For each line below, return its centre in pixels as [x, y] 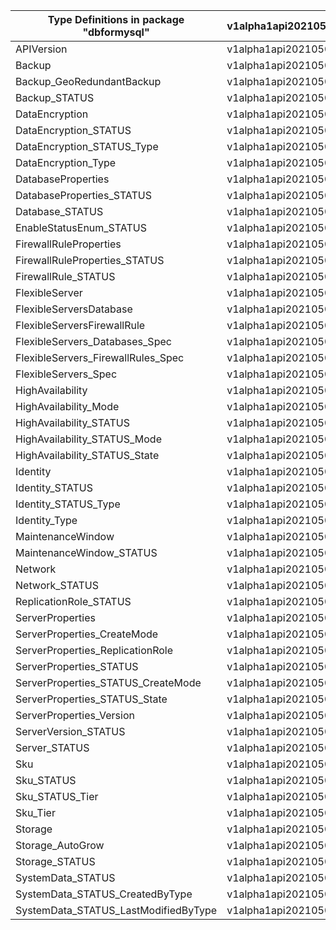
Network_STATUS [57, 585]
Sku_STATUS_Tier [57, 796]
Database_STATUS [59, 211]
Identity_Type [46, 520]
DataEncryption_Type [66, 162]
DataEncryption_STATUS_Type [87, 146]
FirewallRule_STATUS [65, 276]
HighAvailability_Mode [67, 406]
